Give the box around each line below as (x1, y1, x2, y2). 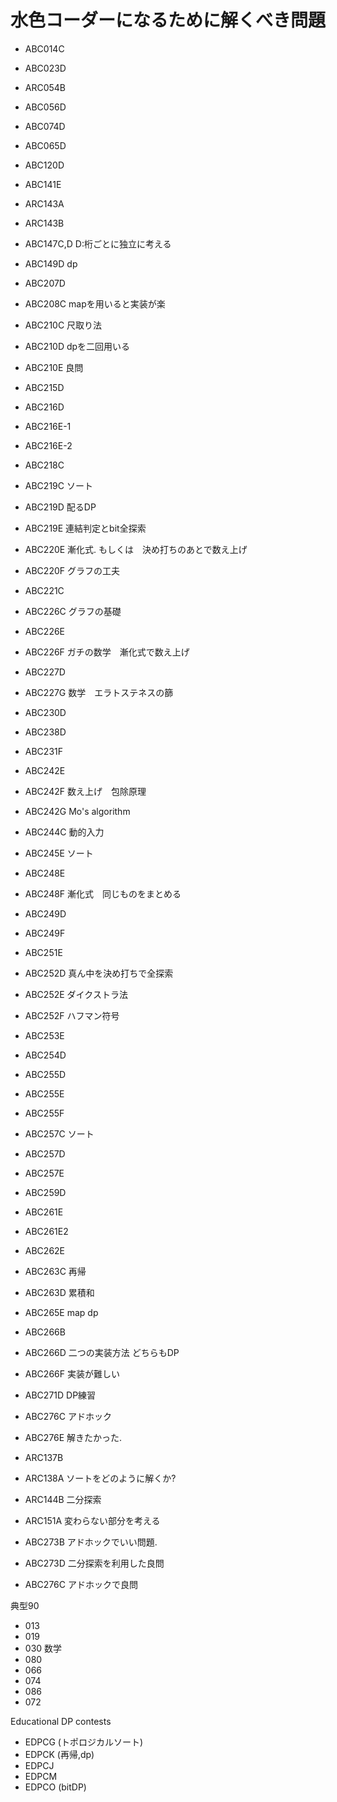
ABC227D (24, 666, 66, 678)
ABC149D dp (24, 257, 78, 270)
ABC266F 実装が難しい (24, 1367, 120, 1380)
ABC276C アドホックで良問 (24, 1578, 138, 1590)
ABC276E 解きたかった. (24, 1431, 123, 1443)
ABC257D (24, 1147, 66, 1160)
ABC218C (24, 459, 65, 471)
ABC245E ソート (24, 847, 94, 859)
